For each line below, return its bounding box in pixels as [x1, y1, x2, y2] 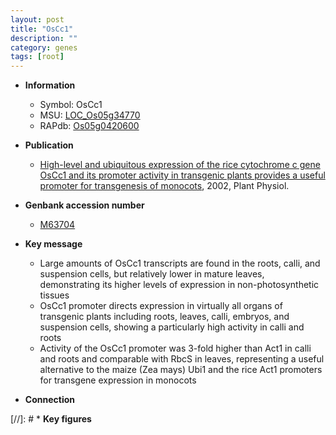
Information [24, 79, 76, 91]
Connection [24, 394, 75, 406]
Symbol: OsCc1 [39, 99, 103, 111]
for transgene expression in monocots [39, 374, 197, 386]
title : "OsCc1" [10, 24, 74, 34]
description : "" [10, 33, 78, 43]
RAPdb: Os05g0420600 [39, 120, 140, 132]
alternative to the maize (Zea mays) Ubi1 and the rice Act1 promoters [39, 364, 323, 376]
